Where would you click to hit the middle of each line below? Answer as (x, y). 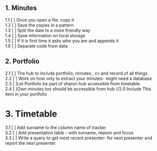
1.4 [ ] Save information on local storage (45, 35)
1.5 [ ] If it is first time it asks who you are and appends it (62, 41)
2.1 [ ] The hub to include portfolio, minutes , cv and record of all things (76, 73)
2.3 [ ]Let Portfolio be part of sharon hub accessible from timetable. (73, 83)
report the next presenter (31, 143)
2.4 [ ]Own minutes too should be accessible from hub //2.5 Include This (78, 89)
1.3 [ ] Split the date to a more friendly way (48, 30)
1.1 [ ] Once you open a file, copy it (40, 20)
